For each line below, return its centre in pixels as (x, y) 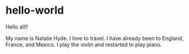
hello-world (35, 10)
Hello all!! (17, 27)
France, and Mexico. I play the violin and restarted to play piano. (84, 45)
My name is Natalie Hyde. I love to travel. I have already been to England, (95, 38)
